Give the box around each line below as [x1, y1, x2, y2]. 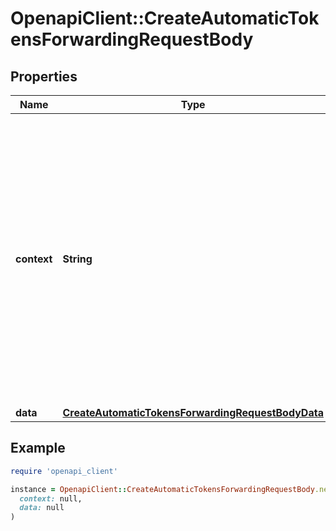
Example [10, 440, 66, 457]
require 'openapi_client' [10, 466, 118, 476]
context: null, [19, 493, 83, 504]
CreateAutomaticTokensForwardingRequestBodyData [62, 406, 324, 419]
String [62, 252, 93, 266]
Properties [10, 68, 78, 85]
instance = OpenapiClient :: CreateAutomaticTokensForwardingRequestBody [10, 484, 315, 494]
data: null [19, 503, 65, 513]
